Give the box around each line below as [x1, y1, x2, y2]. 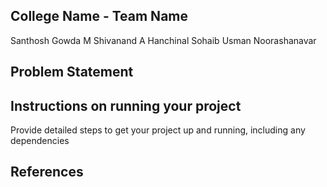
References [10, 164, 84, 181]
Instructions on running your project [10, 97, 242, 114]
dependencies [10, 135, 70, 147]
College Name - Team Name [10, 8, 188, 25]
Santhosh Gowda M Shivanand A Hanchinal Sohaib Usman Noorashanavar [10, 34, 317, 46]
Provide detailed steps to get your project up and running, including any [10, 124, 306, 136]
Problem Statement [10, 64, 134, 81]
